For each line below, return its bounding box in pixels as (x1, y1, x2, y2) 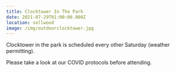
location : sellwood (6, 19, 55, 25)
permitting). (6, 48, 35, 55)
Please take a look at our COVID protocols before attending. (6, 59, 152, 66)
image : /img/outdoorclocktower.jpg (6, 25, 94, 31)
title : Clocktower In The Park (6, 8, 84, 15)
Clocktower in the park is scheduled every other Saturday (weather (6, 41, 170, 48)
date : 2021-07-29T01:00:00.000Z (6, 14, 86, 20)
